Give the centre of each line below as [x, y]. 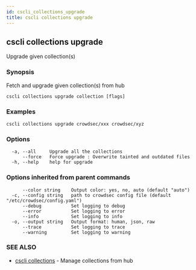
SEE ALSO [21, 247]
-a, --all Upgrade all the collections [67, 152]
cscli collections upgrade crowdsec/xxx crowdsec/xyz [75, 124]
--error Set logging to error [74, 211]
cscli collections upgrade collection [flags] [66, 96]
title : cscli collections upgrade [50, 18]
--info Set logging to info [72, 216]
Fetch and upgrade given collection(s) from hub [65, 85]
